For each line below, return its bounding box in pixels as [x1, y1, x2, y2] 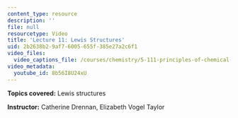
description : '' [7, 17, 55, 24]
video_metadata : [7, 63, 55, 70]
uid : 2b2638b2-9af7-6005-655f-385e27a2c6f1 [7, 43, 138, 50]
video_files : [7, 50, 46, 57]
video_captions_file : [13, 57, 78, 64]
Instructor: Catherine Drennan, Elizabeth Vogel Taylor [7, 102, 165, 111]
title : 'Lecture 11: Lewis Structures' [7, 37, 125, 44]
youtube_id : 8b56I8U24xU [13, 69, 87, 76]
